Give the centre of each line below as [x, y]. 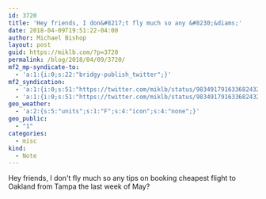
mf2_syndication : [37, 82]
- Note [26, 155]
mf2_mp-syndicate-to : [44, 67]
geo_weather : [30, 104]
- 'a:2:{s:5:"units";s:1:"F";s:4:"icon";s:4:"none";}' [108, 112]
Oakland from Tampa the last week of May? [79, 186]
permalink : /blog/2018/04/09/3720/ [67, 60]
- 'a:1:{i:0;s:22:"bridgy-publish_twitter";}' [93, 75]
